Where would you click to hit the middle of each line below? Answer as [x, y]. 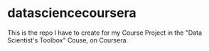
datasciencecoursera [72, 13]
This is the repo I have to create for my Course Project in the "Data [105, 33]
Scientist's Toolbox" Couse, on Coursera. [68, 40]
